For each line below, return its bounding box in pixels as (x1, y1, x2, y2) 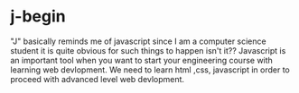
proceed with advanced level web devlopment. (10, 73, 184, 84)
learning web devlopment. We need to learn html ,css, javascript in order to (10, 64, 290, 75)
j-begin (10, 6, 66, 27)
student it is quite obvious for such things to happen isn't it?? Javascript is (10, 45, 286, 55)
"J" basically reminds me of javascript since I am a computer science (10, 36, 266, 46)
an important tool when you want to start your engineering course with (10, 55, 274, 65)
